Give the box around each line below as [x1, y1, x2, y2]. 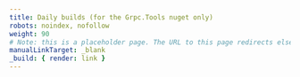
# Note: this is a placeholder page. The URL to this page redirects [9, 37, 274, 47]
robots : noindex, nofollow [9, 21, 110, 30]
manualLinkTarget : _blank [9, 46, 105, 55]
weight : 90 [9, 29, 50, 38]
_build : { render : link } [9, 54, 105, 63]
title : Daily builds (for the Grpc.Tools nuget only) [9, 12, 214, 22]
